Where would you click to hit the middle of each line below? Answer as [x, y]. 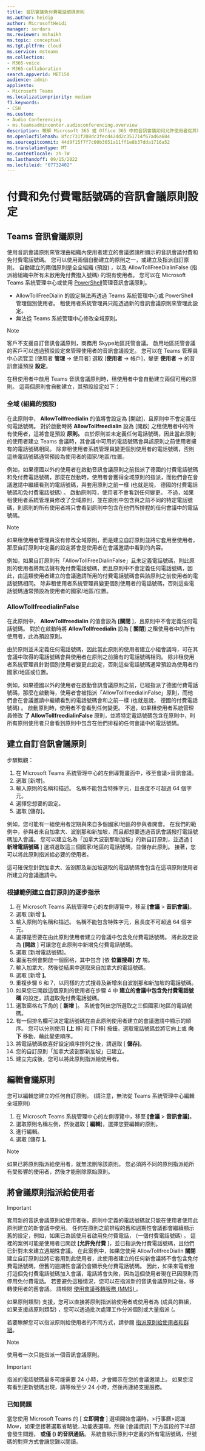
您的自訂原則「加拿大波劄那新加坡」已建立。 [72, 1051]
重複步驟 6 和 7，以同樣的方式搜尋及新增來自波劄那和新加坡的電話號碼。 [106, 983]
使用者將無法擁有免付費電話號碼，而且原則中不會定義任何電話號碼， [102, 568]
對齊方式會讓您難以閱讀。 [49, 1441]
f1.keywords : [23, 102]
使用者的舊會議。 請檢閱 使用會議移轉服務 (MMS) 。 [77, 1288]
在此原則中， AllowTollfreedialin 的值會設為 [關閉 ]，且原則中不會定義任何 [100, 621]
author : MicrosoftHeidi [37, 23]
